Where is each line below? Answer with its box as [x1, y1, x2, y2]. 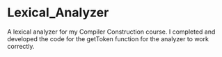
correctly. [7, 42, 35, 50]
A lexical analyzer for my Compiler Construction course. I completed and [7, 27, 216, 36]
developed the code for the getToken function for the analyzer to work [7, 34, 209, 43]
